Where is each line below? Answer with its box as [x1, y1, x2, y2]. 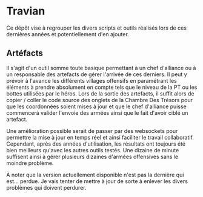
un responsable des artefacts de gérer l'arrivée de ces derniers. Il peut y [6, 71, 187, 78]
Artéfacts [6, 48, 44, 59]
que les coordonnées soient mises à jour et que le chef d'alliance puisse [6, 103, 187, 110]
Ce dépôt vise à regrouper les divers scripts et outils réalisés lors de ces [6, 24, 187, 31]
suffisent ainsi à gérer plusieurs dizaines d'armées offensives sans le [6, 153, 179, 160]
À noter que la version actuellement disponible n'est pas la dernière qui [6, 171, 184, 178]
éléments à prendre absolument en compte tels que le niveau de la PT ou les [6, 83, 198, 91]
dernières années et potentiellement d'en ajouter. [6, 30, 129, 37]
